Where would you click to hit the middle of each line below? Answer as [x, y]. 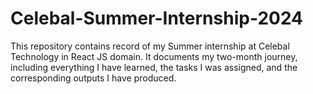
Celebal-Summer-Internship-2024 [157, 18]
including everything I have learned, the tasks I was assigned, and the [154, 67]
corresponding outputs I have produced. [93, 78]
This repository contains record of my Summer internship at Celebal [150, 46]
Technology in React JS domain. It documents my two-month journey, [154, 56]
